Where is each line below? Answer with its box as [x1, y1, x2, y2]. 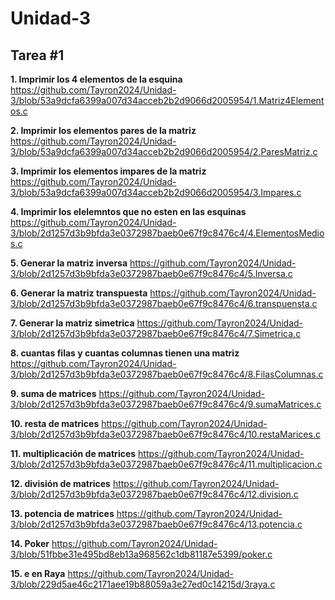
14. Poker [10, 538, 50, 549]
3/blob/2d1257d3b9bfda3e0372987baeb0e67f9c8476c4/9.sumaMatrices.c [10, 398, 322, 410]
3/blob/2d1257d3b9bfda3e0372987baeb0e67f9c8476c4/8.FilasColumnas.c [10, 368, 324, 380]
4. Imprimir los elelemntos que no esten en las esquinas [10, 206, 247, 217]
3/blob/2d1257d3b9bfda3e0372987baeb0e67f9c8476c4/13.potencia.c [10, 518, 303, 530]
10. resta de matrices [10, 418, 100, 429]
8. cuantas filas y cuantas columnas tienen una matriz [10, 347, 240, 359]
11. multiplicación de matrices [10, 448, 137, 459]
